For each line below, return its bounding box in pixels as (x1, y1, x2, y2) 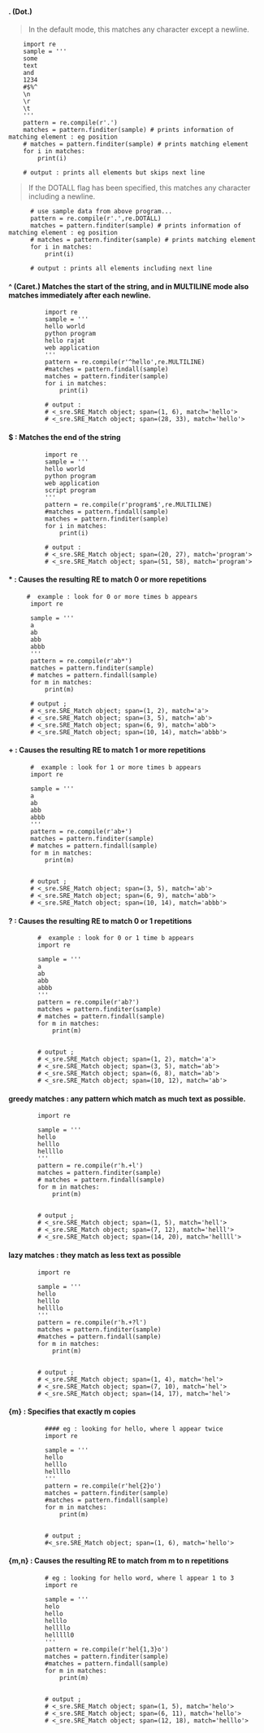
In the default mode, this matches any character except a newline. (28, 24, 249, 34)
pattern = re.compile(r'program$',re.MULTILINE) (44, 500, 213, 508)
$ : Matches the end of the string (8, 433, 121, 442)
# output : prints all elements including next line (29, 265, 213, 273)
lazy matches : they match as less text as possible (8, 1251, 181, 1260)
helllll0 (44, 1631, 75, 1639)
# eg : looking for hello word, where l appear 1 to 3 (44, 1574, 234, 1582)
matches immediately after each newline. (8, 290, 152, 300)
